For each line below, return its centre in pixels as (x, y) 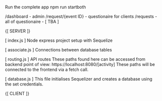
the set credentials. (24, 84)
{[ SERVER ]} (18, 31)
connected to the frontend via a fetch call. (47, 69)
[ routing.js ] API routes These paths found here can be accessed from (75, 59)
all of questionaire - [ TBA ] (32, 22)
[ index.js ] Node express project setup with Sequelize (59, 40)
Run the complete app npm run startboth (45, 7)
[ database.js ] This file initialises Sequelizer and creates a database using (79, 79)
